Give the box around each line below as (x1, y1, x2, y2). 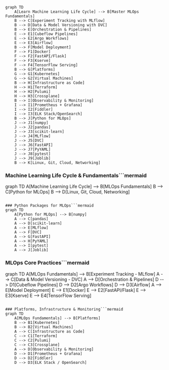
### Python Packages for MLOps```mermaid (5, 203, 94, 208)
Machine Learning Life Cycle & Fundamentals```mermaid (5, 172, 147, 179)
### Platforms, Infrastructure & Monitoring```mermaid (5, 307, 123, 312)
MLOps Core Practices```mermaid (5, 259, 90, 266)
